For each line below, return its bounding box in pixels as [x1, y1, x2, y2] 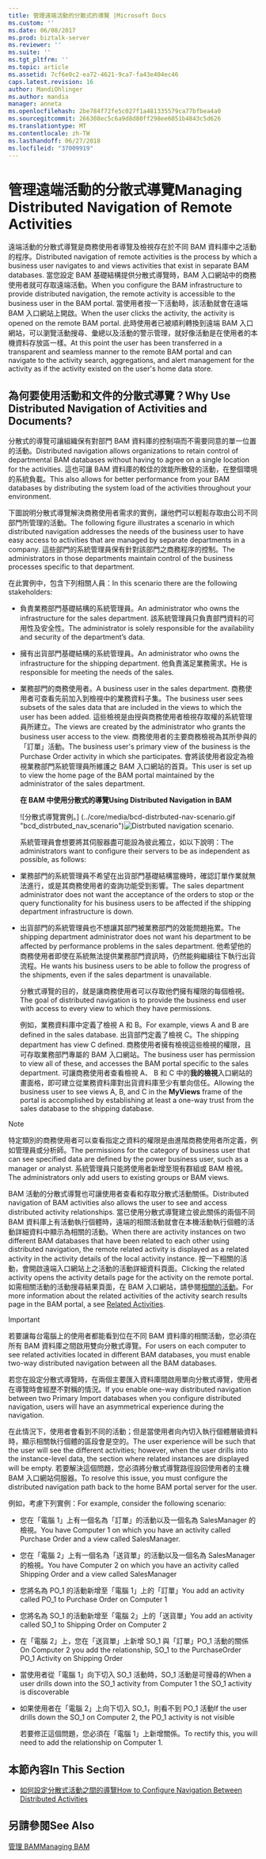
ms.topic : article [8, 63, 69, 71]
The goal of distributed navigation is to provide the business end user [19, 995, 247, 1005]
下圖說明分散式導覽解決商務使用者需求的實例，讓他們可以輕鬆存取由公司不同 [8, 508, 258, 517]
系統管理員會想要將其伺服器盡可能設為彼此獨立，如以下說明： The [19, 838, 234, 847]
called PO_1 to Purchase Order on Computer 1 [19, 1594, 168, 1605]
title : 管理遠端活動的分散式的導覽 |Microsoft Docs [8, 11, 167, 20]
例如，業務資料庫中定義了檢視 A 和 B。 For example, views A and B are [19, 1020, 249, 1030]
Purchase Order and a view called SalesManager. [19, 1534, 180, 1544]
